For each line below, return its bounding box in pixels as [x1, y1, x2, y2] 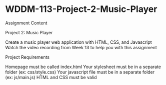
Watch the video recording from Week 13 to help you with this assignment [5, 44, 157, 50]
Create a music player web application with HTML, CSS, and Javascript [5, 39, 152, 45]
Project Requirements [5, 54, 50, 60]
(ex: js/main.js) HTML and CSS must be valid [5, 74, 97, 80]
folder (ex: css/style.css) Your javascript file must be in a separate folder [5, 69, 155, 75]
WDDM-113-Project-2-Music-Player [5, 3, 157, 15]
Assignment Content [5, 20, 47, 26]
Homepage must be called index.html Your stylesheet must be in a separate [5, 64, 161, 70]
